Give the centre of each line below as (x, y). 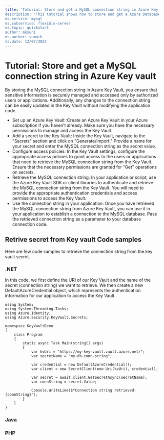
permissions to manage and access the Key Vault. (62, 130)
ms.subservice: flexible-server (38, 23)
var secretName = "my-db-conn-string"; (72, 356)
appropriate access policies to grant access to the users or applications (84, 156)
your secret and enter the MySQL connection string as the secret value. (84, 146)
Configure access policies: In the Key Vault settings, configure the (78, 151)
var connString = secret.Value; (64, 382)
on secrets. (23, 172)
